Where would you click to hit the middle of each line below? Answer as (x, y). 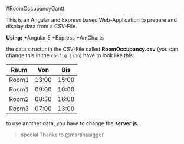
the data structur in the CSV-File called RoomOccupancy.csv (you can (92, 49)
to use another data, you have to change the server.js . (72, 123)
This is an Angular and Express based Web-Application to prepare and (91, 20)
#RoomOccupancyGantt (35, 9)
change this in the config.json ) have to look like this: (70, 55)
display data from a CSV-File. (42, 26)
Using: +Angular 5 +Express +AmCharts (55, 37)
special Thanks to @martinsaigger (62, 135)
